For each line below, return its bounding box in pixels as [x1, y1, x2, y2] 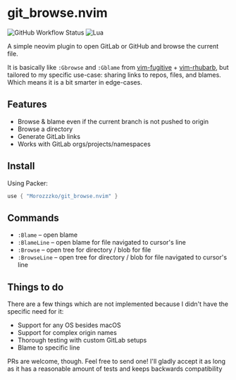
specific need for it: [7, 307, 64, 316]
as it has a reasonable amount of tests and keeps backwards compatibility [7, 364, 223, 373]
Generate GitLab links [17, 132, 81, 140]
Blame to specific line [17, 343, 80, 352]
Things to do [7, 281, 64, 293]
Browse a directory [17, 125, 73, 133]
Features [7, 99, 47, 111]
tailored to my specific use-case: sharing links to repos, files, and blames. [7, 71, 222, 79]
